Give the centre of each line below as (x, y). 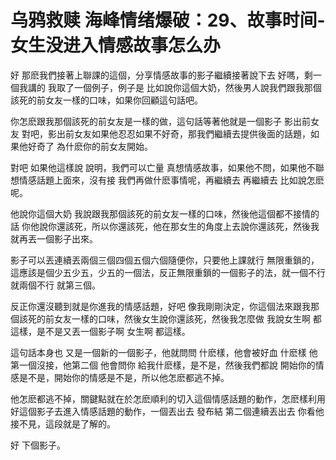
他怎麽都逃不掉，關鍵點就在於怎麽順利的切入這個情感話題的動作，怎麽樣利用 (168, 398)
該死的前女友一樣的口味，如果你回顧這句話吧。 (106, 100)
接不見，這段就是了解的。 (63, 423)
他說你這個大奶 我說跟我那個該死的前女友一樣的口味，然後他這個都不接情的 (165, 213)
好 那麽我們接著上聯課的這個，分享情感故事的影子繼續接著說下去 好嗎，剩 (161, 75)
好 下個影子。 (38, 445)
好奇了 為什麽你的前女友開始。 (90, 146)
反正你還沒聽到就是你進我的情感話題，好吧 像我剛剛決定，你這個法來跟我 (160, 306)
